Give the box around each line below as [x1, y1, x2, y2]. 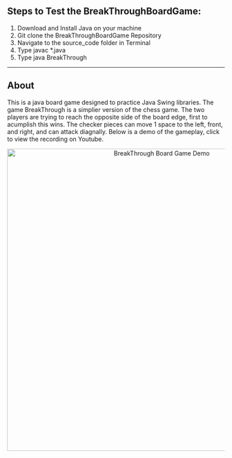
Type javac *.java [17, 46, 66, 54]
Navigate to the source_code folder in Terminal [17, 38, 151, 47]
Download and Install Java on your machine [17, 23, 142, 32]
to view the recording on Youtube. [7, 135, 104, 143]
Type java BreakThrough [17, 53, 88, 61]
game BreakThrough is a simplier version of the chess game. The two [7, 105, 205, 113]
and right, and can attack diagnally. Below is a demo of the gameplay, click [7, 127, 220, 135]
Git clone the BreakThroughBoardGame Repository [17, 31, 162, 39]
